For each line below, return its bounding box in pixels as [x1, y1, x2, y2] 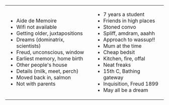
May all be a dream [103, 87, 148, 93]
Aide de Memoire [16, 17, 57, 24]
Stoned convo [103, 24, 136, 30]
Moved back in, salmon [16, 74, 71, 81]
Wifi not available [16, 24, 57, 30]
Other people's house [16, 62, 68, 68]
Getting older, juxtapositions [16, 30, 83, 37]
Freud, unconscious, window [16, 49, 84, 56]
